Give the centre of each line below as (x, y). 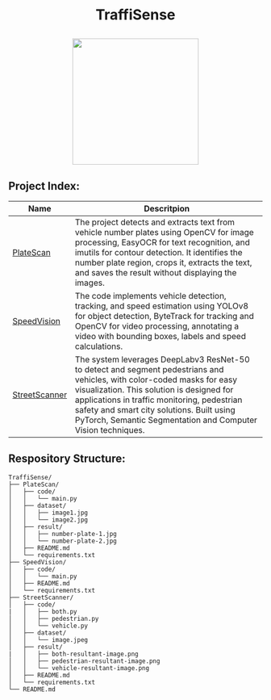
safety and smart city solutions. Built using (155, 410)
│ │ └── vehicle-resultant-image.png (79, 668)
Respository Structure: (67, 459)
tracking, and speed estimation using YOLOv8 (161, 306)
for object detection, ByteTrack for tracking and (164, 316)
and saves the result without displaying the (156, 272)
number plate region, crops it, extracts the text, (163, 262)
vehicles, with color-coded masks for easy (156, 379)
